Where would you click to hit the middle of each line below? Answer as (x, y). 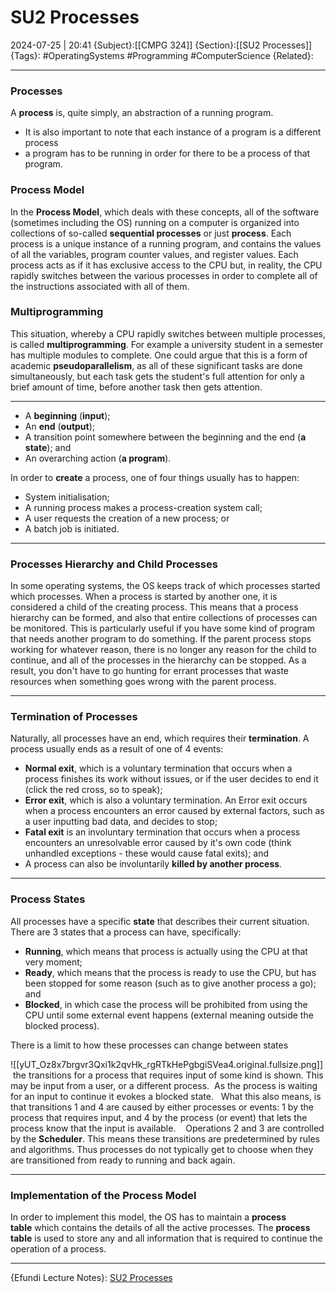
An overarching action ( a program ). (98, 458)
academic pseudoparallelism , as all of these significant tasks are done (156, 365)
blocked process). (62, 1025)
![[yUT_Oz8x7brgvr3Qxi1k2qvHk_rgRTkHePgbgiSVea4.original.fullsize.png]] (167, 1064)
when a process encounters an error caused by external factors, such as (174, 811)
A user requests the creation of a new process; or (127, 518)
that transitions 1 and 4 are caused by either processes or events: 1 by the (162, 1107)
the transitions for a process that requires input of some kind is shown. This (168, 1075)
